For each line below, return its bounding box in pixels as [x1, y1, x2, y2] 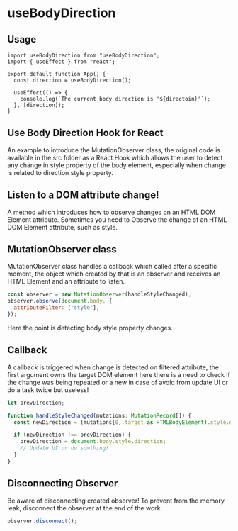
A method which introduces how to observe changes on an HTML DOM [7, 208, 216, 216]
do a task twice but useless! [7, 385, 89, 394]
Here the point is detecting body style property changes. [7, 323, 174, 332]
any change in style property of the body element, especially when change [7, 161, 227, 169]
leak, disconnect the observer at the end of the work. [7, 503, 163, 512]
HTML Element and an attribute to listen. [7, 277, 125, 286]
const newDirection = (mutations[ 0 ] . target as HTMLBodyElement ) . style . [13, 418, 230, 426]
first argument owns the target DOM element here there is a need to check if [7, 370, 230, 379]
